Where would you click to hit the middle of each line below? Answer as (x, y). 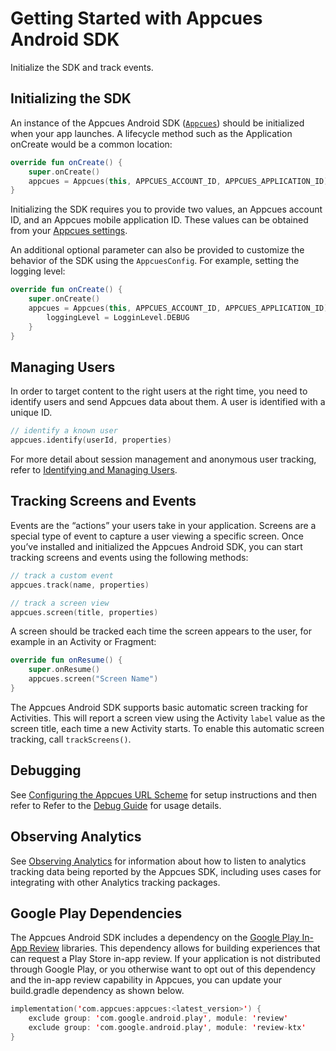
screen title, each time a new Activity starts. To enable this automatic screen (167, 728)
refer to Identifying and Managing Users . (94, 470)
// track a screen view (60, 603)
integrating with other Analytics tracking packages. (115, 882)
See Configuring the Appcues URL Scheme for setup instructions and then (164, 794)
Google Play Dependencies (96, 913)
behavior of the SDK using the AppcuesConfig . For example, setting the (155, 261)
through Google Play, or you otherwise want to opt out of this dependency (163, 969)
